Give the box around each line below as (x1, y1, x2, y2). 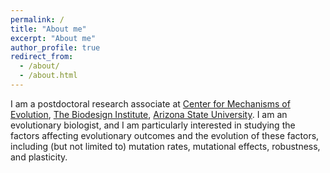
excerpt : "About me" (10, 33, 97, 43)
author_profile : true (10, 42, 101, 53)
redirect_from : (10, 52, 74, 62)
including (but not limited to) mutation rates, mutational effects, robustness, (10, 140, 321, 152)
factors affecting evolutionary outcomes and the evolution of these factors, (10, 129, 320, 141)
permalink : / (10, 14, 65, 25)
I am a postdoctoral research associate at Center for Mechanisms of (10, 97, 291, 110)
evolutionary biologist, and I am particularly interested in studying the (10, 119, 296, 131)
